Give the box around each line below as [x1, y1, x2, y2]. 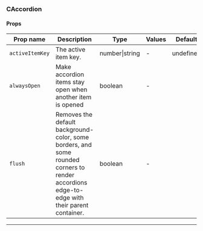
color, [55, 133, 72, 142]
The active [55, 45, 86, 54]
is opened [55, 100, 84, 109]
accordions [55, 178, 88, 187]
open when [55, 85, 88, 94]
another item [55, 93, 92, 102]
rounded [55, 156, 80, 164]
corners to [55, 163, 85, 172]
